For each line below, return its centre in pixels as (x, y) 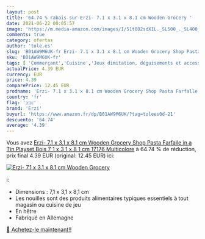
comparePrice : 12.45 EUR (38, 86)
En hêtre (26, 212)
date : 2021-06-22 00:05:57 (41, 23)
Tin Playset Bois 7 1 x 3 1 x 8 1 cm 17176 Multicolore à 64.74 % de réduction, (101, 149)
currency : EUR (24, 74)
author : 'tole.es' (30, 46)
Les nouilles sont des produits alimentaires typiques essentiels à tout (102, 198)
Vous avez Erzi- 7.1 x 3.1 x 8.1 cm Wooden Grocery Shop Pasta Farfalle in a (99, 143)
